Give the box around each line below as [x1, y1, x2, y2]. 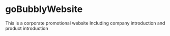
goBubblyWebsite [5, 3, 83, 15]
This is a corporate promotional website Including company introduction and [5, 20, 165, 26]
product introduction [5, 25, 48, 31]
